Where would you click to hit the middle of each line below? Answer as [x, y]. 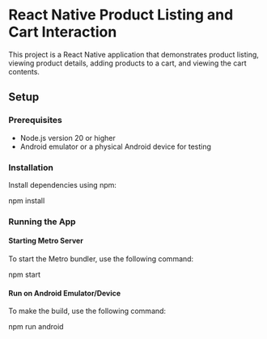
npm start [25, 275]
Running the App [42, 222]
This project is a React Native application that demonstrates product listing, [133, 54]
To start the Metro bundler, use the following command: [101, 259]
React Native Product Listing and [121, 15]
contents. [24, 71]
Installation [31, 167]
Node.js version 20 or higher [68, 138]
